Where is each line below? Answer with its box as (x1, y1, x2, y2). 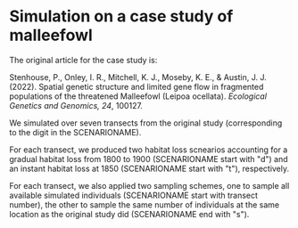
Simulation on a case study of (9, 6, 234, 27)
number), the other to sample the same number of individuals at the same (9, 199, 279, 210)
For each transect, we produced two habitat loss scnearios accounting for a (9, 144, 288, 155)
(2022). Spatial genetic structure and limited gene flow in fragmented (9, 81, 264, 92)
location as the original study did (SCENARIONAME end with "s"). (9, 208, 250, 219)
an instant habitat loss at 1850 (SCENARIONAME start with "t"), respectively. (9, 163, 290, 174)
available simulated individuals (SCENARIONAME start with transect (9, 190, 259, 200)
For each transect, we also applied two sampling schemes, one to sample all (9, 180, 290, 191)
